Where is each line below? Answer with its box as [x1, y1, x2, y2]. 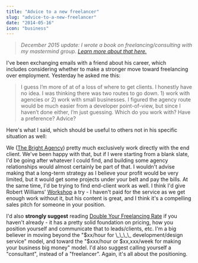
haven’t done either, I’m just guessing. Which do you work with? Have [20, 109, 191, 116]
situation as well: [6, 133, 47, 140]
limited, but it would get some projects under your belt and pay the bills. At [6, 176, 189, 183]
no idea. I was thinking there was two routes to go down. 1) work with [20, 90, 190, 97]
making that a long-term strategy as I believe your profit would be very [6, 170, 179, 177]
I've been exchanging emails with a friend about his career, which [6, 59, 167, 66]
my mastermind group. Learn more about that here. [20, 48, 147, 55]
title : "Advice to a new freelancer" [6, 8, 100, 15]
